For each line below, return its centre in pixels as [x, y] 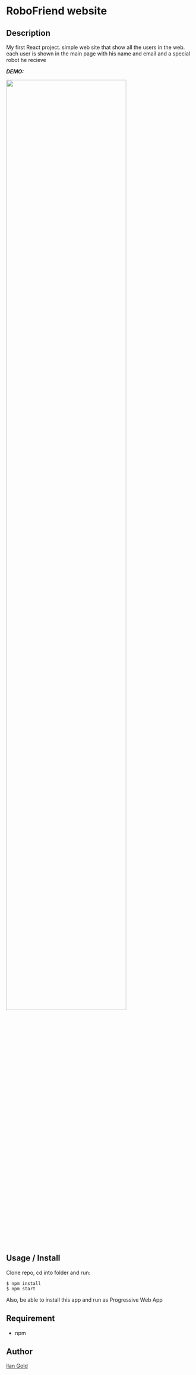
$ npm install [24, 1283]
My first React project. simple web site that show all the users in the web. [96, 47]
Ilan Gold [17, 1366]
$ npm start [21, 1289]
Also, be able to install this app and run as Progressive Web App [85, 1300]
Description [28, 33]
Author [19, 1352]
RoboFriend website [57, 11]
